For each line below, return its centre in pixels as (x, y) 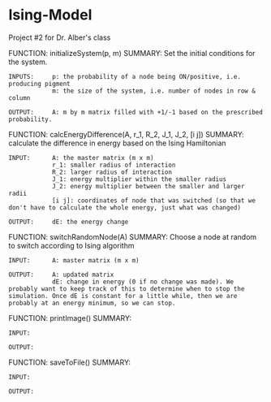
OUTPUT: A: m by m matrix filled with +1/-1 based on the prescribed (136, 112)
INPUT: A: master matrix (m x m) (74, 260)
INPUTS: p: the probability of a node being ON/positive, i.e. (125, 76)
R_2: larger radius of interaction (112, 172)
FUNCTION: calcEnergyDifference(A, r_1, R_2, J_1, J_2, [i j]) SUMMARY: (127, 134)
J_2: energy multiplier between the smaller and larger (148, 186)
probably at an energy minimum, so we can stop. (92, 303)
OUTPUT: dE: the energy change (69, 222)
